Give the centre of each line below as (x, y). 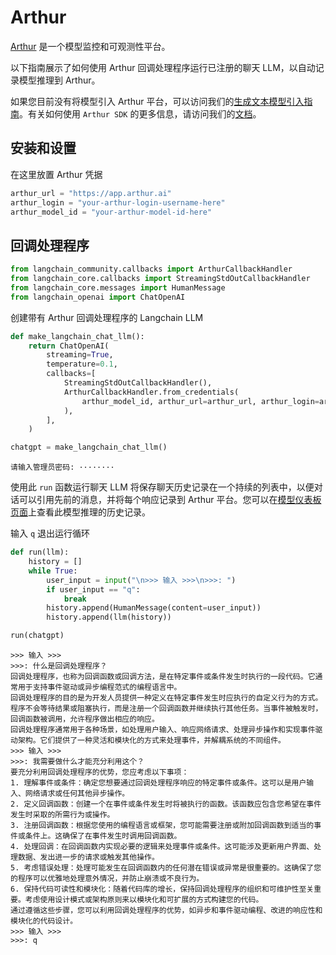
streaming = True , (80, 355)
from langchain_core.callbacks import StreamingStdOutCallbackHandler (160, 279)
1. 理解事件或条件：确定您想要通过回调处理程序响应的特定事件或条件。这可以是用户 (158, 783)
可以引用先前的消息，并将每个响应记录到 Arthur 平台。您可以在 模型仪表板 (170, 500)
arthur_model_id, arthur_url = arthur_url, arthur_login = (200, 401)
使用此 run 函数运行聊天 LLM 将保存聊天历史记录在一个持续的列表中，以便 (162, 487)
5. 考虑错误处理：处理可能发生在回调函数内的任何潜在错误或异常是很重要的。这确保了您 (166, 868)
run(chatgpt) (37, 636)
